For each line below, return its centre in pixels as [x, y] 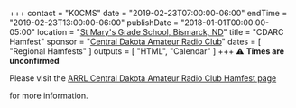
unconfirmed [35, 61]
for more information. [49, 95]
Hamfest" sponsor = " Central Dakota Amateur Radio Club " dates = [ [135, 41]
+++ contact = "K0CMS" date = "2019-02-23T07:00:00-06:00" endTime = [148, 13]
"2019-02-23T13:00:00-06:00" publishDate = [94, 22]
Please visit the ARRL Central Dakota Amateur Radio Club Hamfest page [143, 78]
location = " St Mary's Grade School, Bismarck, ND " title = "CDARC [161, 32]
